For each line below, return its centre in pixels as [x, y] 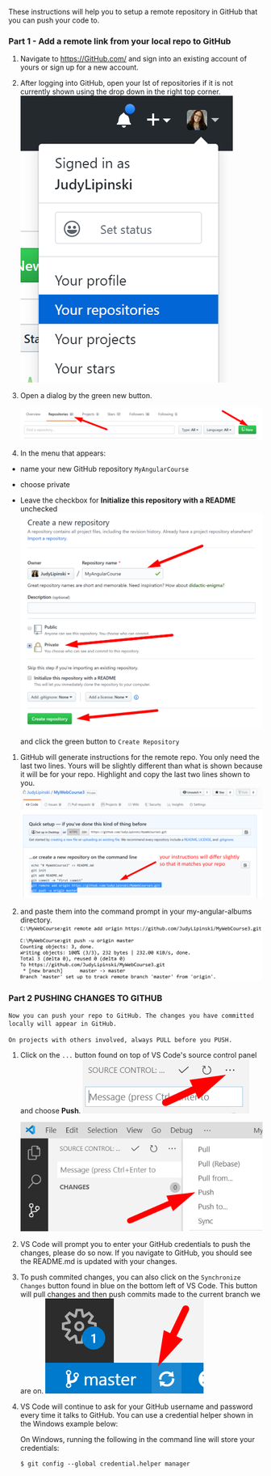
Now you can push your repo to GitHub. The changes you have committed [131, 1016]
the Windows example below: [69, 1424]
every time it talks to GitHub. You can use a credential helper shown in [137, 1415]
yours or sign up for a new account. [79, 67]
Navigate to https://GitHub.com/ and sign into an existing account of [133, 59]
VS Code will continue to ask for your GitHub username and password [136, 1406]
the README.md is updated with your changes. [98, 1262]
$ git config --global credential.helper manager [105, 1464]
